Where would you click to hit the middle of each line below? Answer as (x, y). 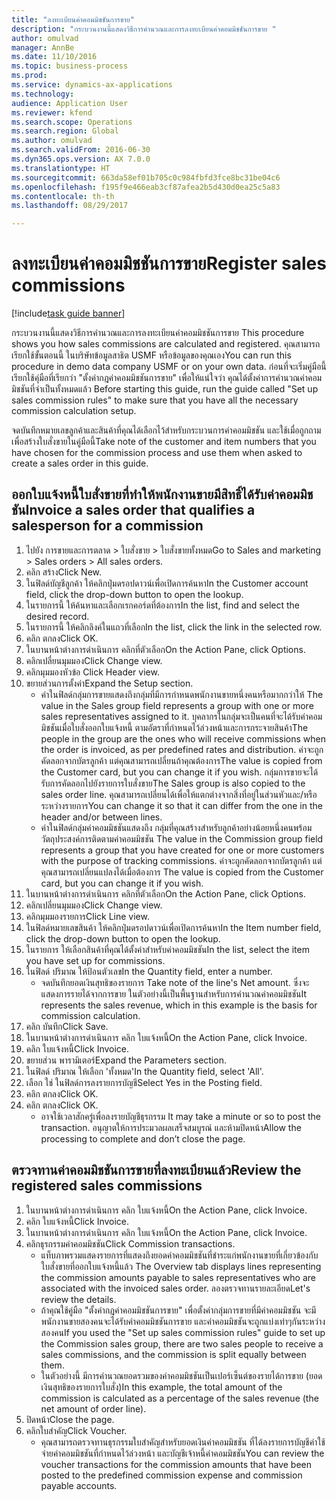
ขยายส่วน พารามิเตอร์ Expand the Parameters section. (126, 1060)
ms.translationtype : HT (61, 168)
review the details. (78, 1299)
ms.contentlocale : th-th (63, 196)
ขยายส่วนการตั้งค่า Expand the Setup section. (109, 683)
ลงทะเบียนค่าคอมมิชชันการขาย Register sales (169, 263)
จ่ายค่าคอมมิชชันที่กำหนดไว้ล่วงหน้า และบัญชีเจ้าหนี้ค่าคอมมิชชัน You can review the (182, 1453)
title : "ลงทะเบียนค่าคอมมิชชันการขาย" (73, 19)
